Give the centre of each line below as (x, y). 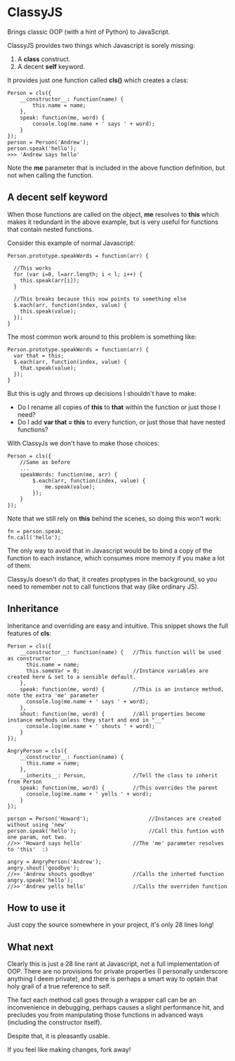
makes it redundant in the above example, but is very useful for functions (113, 222)
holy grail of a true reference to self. (59, 986)
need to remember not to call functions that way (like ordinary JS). (103, 586)
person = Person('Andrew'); (48, 142)
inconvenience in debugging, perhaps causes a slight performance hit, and (116, 1007)
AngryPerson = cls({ (38, 751)
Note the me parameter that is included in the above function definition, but (116, 168)
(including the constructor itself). (55, 1022)
